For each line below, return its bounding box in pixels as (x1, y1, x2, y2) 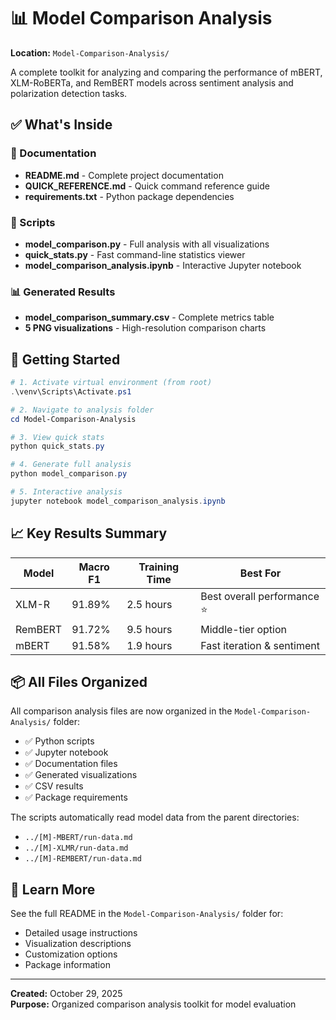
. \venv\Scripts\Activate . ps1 (10, 386, 132, 397)
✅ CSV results (24, 780, 84, 792)
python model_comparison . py (10, 469, 128, 479)
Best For (239, 566, 282, 580)
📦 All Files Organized (10, 673, 148, 690)
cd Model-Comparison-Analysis (10, 414, 137, 424)
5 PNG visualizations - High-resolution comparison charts (24, 322, 267, 334)
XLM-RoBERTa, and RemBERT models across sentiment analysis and (10, 76, 294, 89)
